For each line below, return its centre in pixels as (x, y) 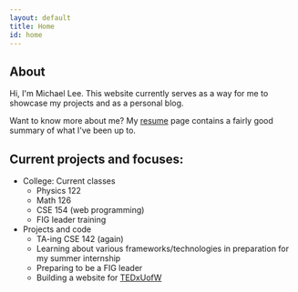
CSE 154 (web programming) (90, 210)
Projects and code (57, 229)
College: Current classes (69, 181)
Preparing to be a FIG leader (89, 268)
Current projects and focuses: (97, 159)
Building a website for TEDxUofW (99, 277)
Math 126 (53, 200)
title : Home (32, 26)
